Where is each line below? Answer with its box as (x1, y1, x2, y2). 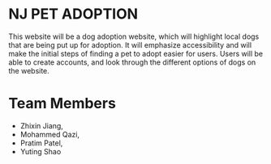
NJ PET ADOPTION (8, 5, 139, 23)
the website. (8, 65, 50, 75)
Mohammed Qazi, (19, 129, 80, 139)
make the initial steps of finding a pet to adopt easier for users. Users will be (8, 48, 264, 58)
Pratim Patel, (19, 138, 63, 148)
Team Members (8, 95, 116, 113)
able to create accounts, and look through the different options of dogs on (8, 57, 256, 67)
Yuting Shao (19, 146, 62, 156)
